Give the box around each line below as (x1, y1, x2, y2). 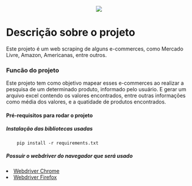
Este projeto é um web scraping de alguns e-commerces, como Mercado (6, 45, 184, 52)
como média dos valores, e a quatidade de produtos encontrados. (6, 98, 167, 105)
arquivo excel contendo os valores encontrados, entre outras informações (6, 92, 186, 99)
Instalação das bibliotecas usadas (6, 125, 93, 132)
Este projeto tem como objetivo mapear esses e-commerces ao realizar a (6, 79, 184, 87)
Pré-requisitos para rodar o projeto (6, 112, 93, 119)
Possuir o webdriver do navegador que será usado (6, 152, 133, 160)
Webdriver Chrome (14, 167, 60, 174)
